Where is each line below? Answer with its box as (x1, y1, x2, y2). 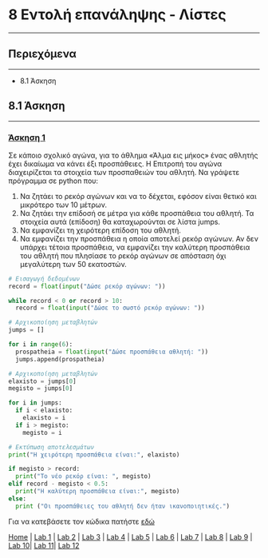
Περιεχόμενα (8, 47, 77, 61)
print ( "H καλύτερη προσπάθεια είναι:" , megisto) (15, 488, 180, 496)
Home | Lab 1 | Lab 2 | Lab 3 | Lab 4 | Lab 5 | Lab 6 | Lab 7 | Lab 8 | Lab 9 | (8, 532, 253, 541)
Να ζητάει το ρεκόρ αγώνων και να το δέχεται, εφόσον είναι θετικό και (19, 191, 257, 201)
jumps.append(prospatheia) (15, 355, 105, 363)
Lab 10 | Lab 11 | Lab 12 (8, 540, 80, 550)
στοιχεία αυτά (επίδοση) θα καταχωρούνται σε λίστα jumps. (19, 217, 221, 226)
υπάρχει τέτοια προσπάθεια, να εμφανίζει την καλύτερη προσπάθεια (19, 242, 250, 252)
